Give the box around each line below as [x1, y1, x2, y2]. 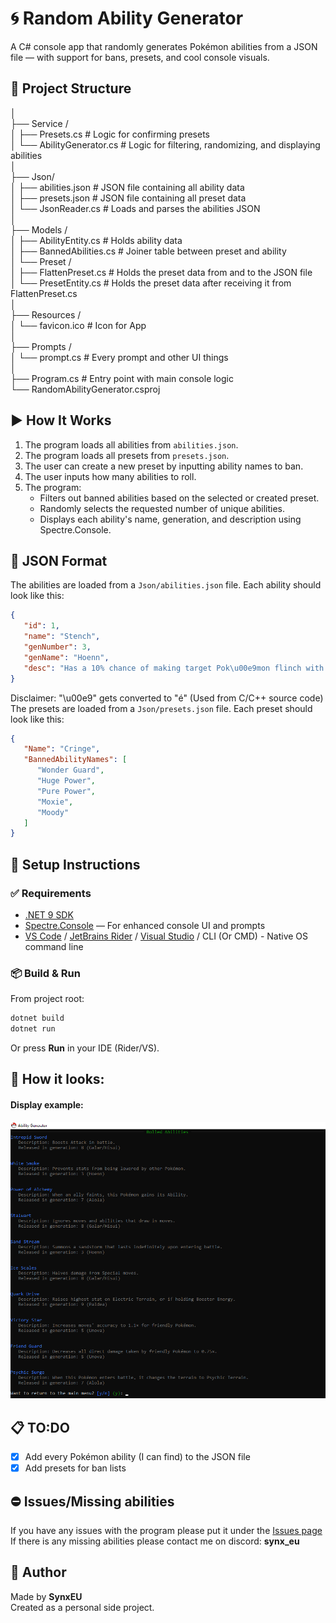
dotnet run [10, 1024, 56, 1034]
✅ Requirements [10, 886, 92, 900]
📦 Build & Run [10, 966, 81, 980]
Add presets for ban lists [24, 1462, 127, 1474]
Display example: [10, 1098, 84, 1111]
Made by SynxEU [10, 1590, 83, 1602]
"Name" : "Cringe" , [23, 744, 101, 754]
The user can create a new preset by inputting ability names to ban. [24, 460, 304, 472]
